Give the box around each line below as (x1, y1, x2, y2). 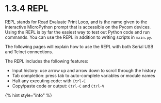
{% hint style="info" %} (5, 92, 52, 98)
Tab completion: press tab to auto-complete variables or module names (12, 73, 155, 78)
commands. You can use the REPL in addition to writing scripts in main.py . (5, 34, 153, 40)
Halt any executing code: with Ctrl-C (12, 78, 86, 84)
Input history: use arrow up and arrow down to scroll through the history (12, 67, 156, 73)
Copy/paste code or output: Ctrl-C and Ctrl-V (12, 83, 105, 88)
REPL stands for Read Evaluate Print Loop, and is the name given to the (5, 19, 147, 25)
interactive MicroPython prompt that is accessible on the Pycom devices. (5, 24, 151, 29)
